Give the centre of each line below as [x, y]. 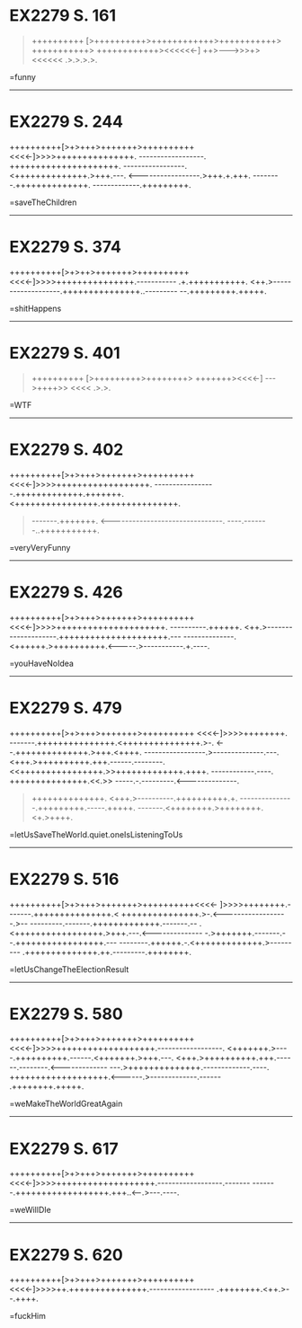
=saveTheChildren [43, 202]
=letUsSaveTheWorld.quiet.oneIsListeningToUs [96, 834]
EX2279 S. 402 [67, 449]
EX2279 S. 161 [63, 16]
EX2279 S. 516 [64, 879]
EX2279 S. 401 [65, 353]
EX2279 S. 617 [64, 1149]
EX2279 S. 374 [65, 247]
